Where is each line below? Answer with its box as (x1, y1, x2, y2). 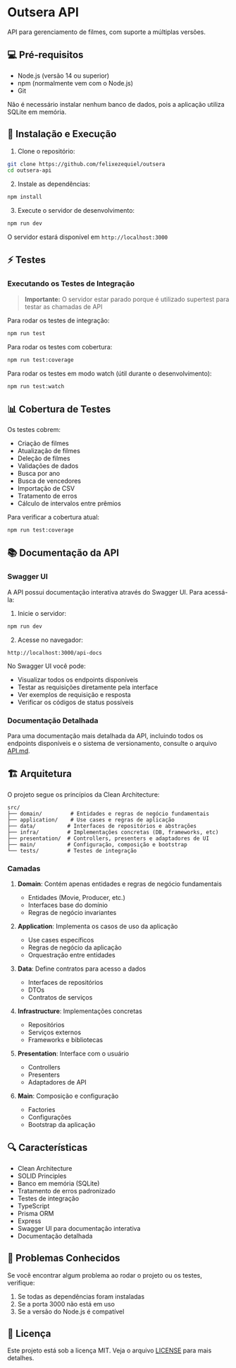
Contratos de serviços (27, 993, 93, 1002)
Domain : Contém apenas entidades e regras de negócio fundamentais (17, 879, 222, 888)
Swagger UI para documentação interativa (17, 1224, 141, 1232)
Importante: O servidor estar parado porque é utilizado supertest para (24, 295, 230, 303)
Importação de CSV (17, 484, 75, 493)
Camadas (7, 863, 41, 873)
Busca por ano (17, 469, 61, 478)
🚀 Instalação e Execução (7, 128, 117, 140)
